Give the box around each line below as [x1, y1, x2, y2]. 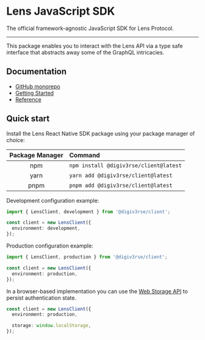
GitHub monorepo [15, 83, 60, 90]
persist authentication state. [6, 294, 77, 301]
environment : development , [12, 225, 81, 232]
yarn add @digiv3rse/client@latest [69, 172, 173, 179]
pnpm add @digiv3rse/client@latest [69, 182, 173, 189]
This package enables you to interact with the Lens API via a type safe [6, 42, 183, 50]
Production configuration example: [6, 242, 93, 249]
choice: [6, 136, 26, 143]
